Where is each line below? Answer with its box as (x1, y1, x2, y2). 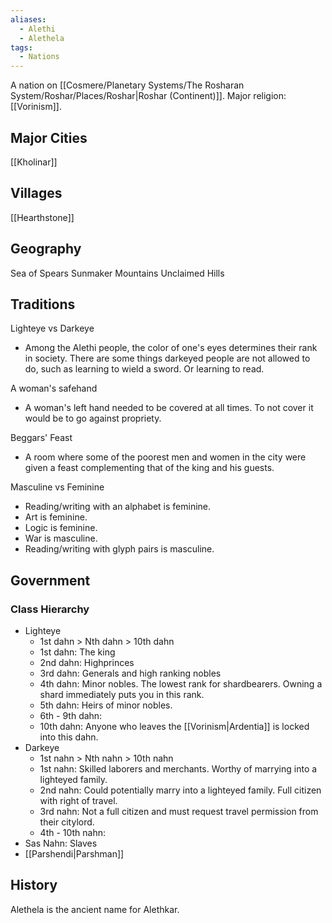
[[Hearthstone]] (10, 211, 75, 223)
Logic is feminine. (24, 522, 98, 534)
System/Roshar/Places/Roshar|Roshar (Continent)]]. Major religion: (10, 90, 287, 102)
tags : (10, 42, 33, 53)
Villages (10, 185, 63, 202)
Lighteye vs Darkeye (10, 322, 95, 335)
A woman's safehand (10, 382, 98, 395)
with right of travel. (39, 795, 118, 807)
